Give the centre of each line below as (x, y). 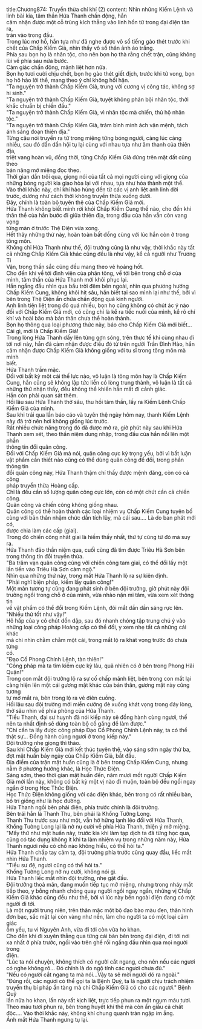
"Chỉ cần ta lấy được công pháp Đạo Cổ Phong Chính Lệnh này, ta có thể (97, 730)
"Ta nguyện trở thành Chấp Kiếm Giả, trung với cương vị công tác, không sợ (100, 87)
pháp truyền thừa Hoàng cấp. (43, 485)
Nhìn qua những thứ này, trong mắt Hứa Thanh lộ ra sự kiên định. (87, 576)
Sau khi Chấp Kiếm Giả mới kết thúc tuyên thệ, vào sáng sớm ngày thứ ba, (99, 749)
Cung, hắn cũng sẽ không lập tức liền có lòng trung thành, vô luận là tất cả (99, 382)
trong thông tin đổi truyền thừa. (45, 556)
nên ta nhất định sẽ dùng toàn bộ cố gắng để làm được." (77, 723)
